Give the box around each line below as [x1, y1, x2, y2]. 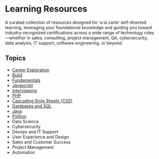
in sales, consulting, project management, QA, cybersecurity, [27, 35, 148, 41]
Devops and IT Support [12, 128, 58, 134]
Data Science [12, 118, 39, 124]
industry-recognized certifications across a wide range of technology [5, 30, 144, 35]
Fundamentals [12, 77, 41, 83]
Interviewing [12, 87, 37, 93]
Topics [5, 54, 26, 63]
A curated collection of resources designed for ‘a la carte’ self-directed [5, 19, 146, 25]
